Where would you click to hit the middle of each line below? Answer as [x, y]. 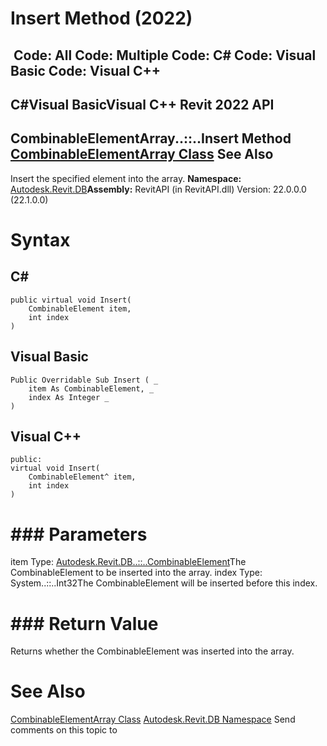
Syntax [40, 239]
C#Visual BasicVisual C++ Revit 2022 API [142, 104]
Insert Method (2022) [101, 18]
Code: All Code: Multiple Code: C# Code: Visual [165, 55]
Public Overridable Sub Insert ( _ [84, 380]
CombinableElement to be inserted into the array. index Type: [136, 573]
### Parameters [79, 534]
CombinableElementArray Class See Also [142, 154]
